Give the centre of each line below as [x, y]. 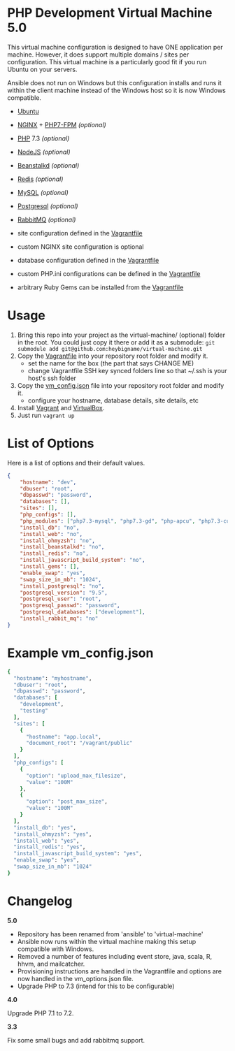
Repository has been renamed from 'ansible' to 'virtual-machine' [110, 934]
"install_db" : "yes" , [45, 827]
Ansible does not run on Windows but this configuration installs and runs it [114, 82]
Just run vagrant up [46, 415]
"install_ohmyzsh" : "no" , [58, 541]
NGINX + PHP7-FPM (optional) [62, 124]
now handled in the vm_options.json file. [76, 978]
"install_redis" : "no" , [55, 553]
